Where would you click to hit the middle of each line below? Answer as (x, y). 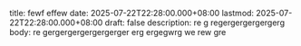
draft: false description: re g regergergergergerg (195, 23)
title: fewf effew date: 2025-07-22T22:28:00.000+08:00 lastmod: (132, 13)
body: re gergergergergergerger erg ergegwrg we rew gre (118, 32)
